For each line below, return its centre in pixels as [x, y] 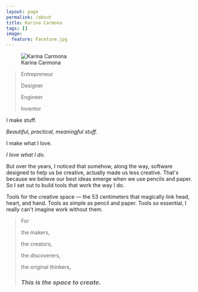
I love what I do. [26, 155]
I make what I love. [29, 143]
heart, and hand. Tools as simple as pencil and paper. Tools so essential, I [96, 203]
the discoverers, [40, 255]
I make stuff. [21, 120]
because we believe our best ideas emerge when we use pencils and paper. [99, 179]
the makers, [35, 232]
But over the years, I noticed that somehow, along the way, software [89, 166]
